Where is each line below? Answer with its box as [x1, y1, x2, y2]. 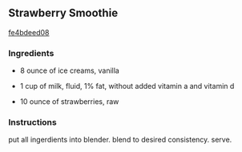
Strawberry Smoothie [8, 6, 119, 20]
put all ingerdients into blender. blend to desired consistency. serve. [8, 135, 232, 145]
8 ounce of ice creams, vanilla [19, 66, 120, 75]
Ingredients [8, 47, 54, 58]
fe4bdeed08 [8, 27, 50, 37]
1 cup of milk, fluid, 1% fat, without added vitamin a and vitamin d [19, 82, 235, 91]
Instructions [8, 117, 58, 128]
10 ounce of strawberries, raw [19, 97, 119, 106]
